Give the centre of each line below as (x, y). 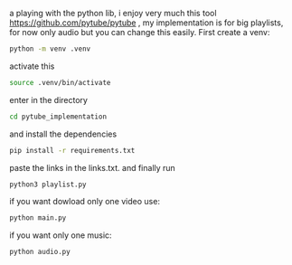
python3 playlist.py (48, 185)
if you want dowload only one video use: (85, 202)
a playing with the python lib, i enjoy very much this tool (113, 13)
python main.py (38, 218)
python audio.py (40, 252)
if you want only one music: (61, 235)
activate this (32, 66)
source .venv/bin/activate (60, 82)
